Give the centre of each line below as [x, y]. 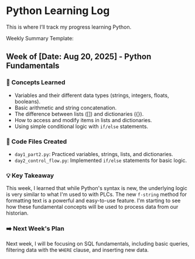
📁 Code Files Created [37, 141]
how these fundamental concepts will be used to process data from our [92, 207]
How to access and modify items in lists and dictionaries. [83, 120]
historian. [17, 213]
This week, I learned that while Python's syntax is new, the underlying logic [97, 188]
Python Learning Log [58, 11]
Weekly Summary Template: [40, 38]
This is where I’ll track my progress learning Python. [69, 27]
